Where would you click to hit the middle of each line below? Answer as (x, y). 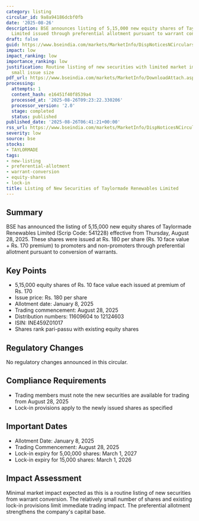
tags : (13, 155)
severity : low (24, 133)
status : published (34, 116)
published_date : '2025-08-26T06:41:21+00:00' (63, 122)
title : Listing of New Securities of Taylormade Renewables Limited (92, 188)
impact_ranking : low (32, 56)
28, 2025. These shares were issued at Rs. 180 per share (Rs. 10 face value (98, 239)
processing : (21, 84)
